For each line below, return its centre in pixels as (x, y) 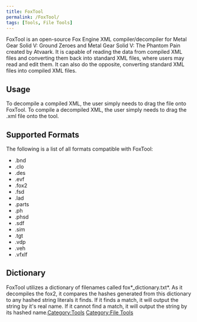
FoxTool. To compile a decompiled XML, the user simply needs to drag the (96, 110)
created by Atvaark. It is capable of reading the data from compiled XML (94, 52)
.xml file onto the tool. (33, 116)
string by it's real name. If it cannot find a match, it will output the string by (97, 306)
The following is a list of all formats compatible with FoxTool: (80, 149)
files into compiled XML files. (41, 71)
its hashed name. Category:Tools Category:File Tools (70, 312)
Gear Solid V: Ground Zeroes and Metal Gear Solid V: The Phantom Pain (93, 45)
